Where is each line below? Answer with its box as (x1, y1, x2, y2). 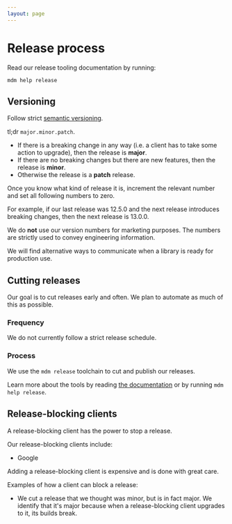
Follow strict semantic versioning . (7, 114, 103, 123)
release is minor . (17, 163, 66, 171)
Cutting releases (7, 275, 81, 286)
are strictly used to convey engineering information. (7, 233, 156, 242)
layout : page (7, 10, 45, 17)
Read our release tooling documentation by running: (7, 63, 156, 72)
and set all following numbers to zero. (7, 192, 115, 200)
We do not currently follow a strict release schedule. (7, 334, 157, 342)
